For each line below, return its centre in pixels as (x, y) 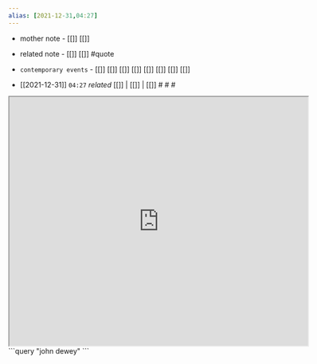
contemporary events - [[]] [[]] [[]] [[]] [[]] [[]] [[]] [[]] (105, 69)
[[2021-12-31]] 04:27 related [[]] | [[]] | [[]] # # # (98, 84)
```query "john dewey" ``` (49, 350)
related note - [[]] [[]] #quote (67, 53)
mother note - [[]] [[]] (55, 38)
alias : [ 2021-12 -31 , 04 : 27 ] (53, 16)
